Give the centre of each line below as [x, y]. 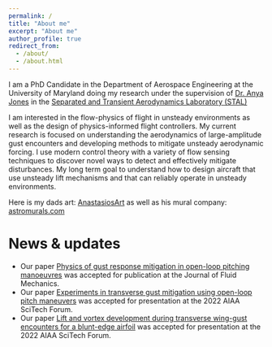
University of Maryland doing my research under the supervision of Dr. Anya [136, 93]
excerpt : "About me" [43, 31]
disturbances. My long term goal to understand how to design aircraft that [132, 169]
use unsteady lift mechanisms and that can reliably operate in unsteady [128, 178]
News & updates [65, 244]
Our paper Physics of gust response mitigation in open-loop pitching [135, 266]
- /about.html [39, 62]
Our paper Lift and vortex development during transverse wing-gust [134, 318]
